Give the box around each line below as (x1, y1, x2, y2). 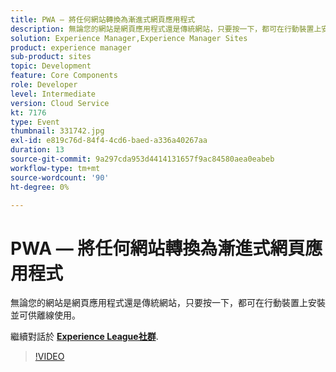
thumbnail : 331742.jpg (10, 126, 105, 136)
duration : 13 (10, 145, 65, 155)
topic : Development (10, 61, 92, 71)
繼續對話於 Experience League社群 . (10, 331, 159, 343)
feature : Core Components (10, 71, 118, 81)
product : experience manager (10, 42, 132, 53)
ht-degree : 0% (10, 182, 70, 192)
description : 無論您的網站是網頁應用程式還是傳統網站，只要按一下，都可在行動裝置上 (10, 24, 322, 34)
